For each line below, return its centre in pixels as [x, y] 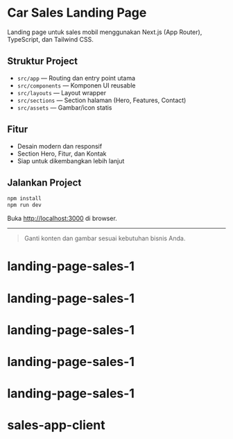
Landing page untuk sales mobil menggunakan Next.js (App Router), [105, 32]
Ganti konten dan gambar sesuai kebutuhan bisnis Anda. [105, 238]
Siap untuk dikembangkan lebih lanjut [71, 160]
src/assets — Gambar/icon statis [64, 107]
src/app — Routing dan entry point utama [76, 78]
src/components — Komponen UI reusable [76, 85]
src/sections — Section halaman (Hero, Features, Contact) [102, 100]
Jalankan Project [44, 182]
